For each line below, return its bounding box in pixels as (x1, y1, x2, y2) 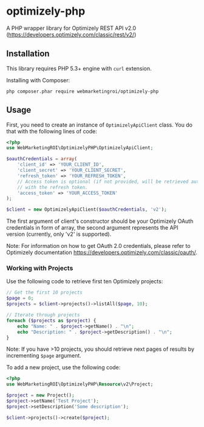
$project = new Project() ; (6, 392, 75, 398)
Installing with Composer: (6, 76, 70, 83)
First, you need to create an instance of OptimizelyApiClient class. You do (6, 121, 193, 129)
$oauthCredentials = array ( (6, 156, 78, 162)
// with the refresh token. (17, 184, 88, 190)
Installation (6, 49, 50, 59)
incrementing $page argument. (6, 352, 82, 359)
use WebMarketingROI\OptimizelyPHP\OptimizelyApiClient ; (6, 145, 154, 151)
